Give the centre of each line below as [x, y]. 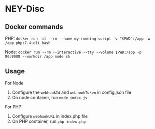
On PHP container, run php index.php [49, 121]
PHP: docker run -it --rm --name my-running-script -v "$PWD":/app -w [78, 38]
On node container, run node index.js [50, 97]
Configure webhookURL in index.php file [50, 116]
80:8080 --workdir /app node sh [37, 57]
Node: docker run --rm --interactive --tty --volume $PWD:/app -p [73, 52]
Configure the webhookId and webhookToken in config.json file [72, 92]
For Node [14, 83]
